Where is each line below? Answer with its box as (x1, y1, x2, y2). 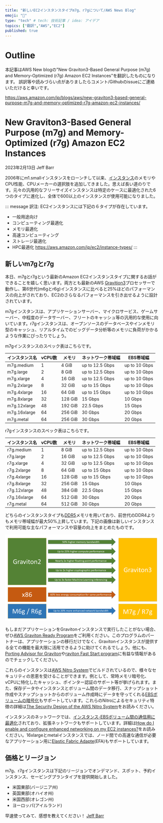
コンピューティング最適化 (12, 220, 63, 226)
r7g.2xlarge (7, 467, 31, 473)
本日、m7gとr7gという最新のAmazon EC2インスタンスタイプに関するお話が (5, 274, 157, 279)
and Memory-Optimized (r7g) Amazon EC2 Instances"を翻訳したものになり (5, 73, 156, 79)
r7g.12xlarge (7, 487, 34, 494)
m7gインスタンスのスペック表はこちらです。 (5, 343, 94, 349)
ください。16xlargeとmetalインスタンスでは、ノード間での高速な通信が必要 (5, 732, 157, 738)
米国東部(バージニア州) (12, 784, 58, 790)
